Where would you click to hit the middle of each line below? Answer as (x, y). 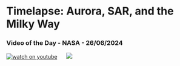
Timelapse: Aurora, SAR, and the (90, 11)
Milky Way (33, 24)
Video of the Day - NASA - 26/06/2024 (65, 43)
